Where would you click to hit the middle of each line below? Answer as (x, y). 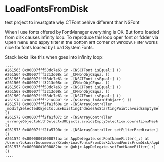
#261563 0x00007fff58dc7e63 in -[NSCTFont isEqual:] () (63, 70)
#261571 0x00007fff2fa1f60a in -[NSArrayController (59, 104)
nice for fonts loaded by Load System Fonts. (50, 47)
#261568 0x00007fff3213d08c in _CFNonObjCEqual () (58, 91)
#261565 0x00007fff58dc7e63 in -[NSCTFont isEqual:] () (63, 79)
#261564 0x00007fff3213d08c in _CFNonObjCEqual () (58, 74)
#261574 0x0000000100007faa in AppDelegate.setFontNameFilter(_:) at (77, 138)
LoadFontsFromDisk (47, 9)
